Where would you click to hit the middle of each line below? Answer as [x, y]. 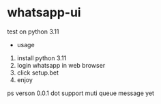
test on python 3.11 [33, 31]
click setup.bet [38, 73]
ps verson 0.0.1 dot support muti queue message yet [81, 93]
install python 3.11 [42, 58]
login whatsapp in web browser [61, 65]
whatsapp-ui [44, 13]
